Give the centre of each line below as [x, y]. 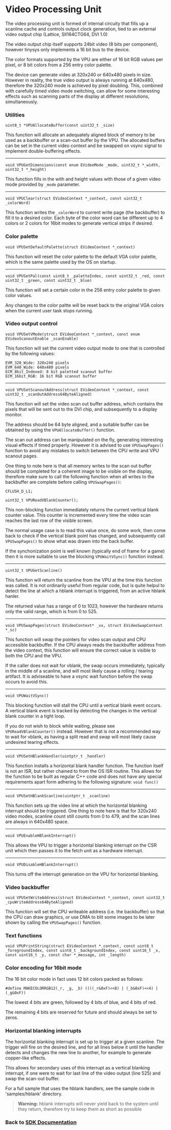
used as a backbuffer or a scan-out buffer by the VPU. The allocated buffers [85, 140]
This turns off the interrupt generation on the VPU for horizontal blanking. [82, 874]
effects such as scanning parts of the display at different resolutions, [77, 96]
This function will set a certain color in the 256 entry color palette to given [83, 290]
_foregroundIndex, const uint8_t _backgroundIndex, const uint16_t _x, [83, 951]
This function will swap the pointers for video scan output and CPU [76, 639]
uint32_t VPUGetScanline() [34, 570]
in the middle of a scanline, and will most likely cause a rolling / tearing [79, 671]
